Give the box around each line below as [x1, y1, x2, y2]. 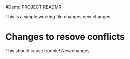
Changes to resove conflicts [5, 31, 125, 43]
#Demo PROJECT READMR [5, 4, 62, 10]
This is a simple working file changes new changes [5, 14, 111, 19]
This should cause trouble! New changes [5, 47, 90, 54]
